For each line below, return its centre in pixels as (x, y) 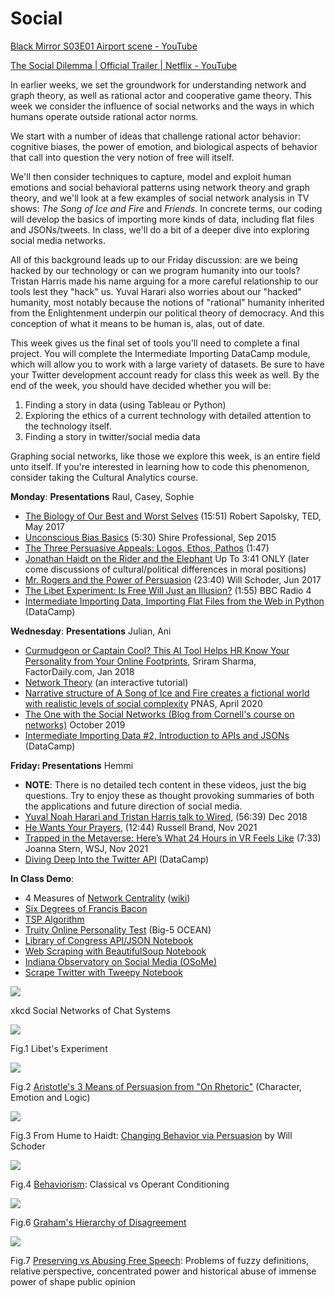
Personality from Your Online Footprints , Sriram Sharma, (140, 661)
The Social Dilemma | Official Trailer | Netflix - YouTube (124, 65)
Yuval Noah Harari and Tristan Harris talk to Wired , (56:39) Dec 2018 (166, 816)
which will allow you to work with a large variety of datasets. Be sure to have (167, 364)
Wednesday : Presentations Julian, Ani (91, 631)
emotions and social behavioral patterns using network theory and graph (160, 187)
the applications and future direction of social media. (133, 806)
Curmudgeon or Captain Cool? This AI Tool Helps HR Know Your (157, 650)
